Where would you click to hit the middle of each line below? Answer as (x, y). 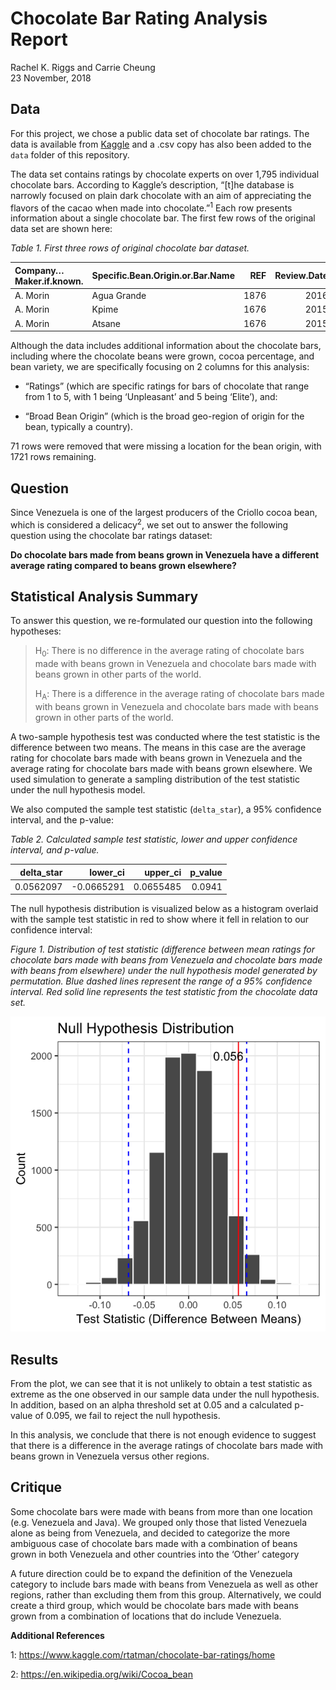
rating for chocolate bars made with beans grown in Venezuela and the (156, 758)
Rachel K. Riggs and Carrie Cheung (83, 67)
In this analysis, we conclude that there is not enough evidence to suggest (163, 1435)
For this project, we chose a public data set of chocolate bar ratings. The (160, 133)
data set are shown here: (61, 229)
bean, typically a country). (78, 427)
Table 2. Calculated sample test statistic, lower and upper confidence (154, 839)
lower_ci (107, 872)
